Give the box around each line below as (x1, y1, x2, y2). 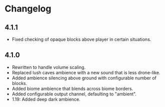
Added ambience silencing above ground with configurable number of (11, 75, 157, 81)
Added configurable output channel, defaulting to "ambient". (11, 91, 137, 97)
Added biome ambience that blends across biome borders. (11, 85, 133, 91)
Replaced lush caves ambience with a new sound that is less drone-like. (11, 69, 160, 75)
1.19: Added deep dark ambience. (11, 96, 80, 102)
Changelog (4, 3, 51, 15)
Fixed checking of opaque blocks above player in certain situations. (11, 36, 151, 42)
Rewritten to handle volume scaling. (11, 64, 86, 70)
